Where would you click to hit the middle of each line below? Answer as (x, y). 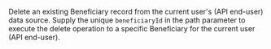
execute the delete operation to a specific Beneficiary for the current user (132, 29)
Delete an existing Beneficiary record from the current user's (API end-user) (136, 12)
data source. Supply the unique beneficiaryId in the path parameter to (127, 20)
